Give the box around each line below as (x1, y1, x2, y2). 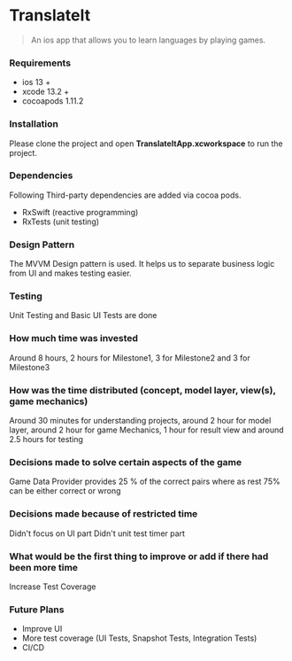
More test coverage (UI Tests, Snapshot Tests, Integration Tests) (21, 633, 257, 643)
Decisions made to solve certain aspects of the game (9, 455, 242, 468)
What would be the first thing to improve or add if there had (9, 550, 269, 563)
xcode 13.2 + (21, 86, 69, 97)
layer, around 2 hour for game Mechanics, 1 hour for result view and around (9, 424, 285, 435)
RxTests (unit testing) (21, 216, 100, 227)
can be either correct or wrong (9, 486, 121, 496)
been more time (9, 561, 78, 573)
